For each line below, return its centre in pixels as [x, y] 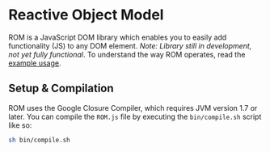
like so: [20, 125]
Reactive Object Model [86, 15]
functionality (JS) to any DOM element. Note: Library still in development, [130, 45]
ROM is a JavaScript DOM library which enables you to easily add [118, 37]
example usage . [35, 63]
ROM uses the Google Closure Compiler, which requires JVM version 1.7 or [133, 108]
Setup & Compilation [61, 89]
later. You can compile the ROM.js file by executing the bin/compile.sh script [135, 116]
